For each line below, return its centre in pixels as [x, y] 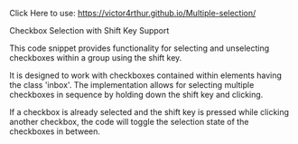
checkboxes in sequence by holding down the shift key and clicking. [136, 95]
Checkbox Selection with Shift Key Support [89, 30]
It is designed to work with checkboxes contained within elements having [146, 75]
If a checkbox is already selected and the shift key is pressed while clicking [149, 112]
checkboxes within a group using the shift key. [96, 58]
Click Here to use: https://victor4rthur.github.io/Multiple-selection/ [133, 13]
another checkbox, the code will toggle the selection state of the [129, 122]
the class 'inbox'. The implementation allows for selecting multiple [132, 85]
